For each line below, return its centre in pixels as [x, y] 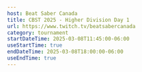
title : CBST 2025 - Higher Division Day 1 [68, 20]
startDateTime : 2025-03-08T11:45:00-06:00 [68, 39]
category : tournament [38, 33]
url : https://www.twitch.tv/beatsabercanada [71, 26]
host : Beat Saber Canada [42, 13]
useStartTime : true [35, 45]
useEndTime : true [32, 58]
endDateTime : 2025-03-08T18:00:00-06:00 [66, 52]
